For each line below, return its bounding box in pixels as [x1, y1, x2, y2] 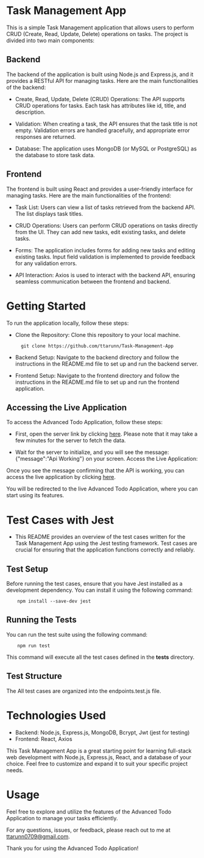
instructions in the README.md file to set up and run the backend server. [15, 360, 199, 367]
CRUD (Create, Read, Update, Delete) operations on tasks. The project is [6, 30, 189, 37]
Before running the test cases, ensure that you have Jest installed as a [6, 580, 183, 587]
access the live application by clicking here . [6, 473, 116, 481]
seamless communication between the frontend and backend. [15, 278, 171, 285]
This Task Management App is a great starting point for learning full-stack [6, 747, 192, 754]
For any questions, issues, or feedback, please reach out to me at [6, 826, 171, 834]
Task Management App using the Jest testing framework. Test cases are [15, 540, 197, 547]
